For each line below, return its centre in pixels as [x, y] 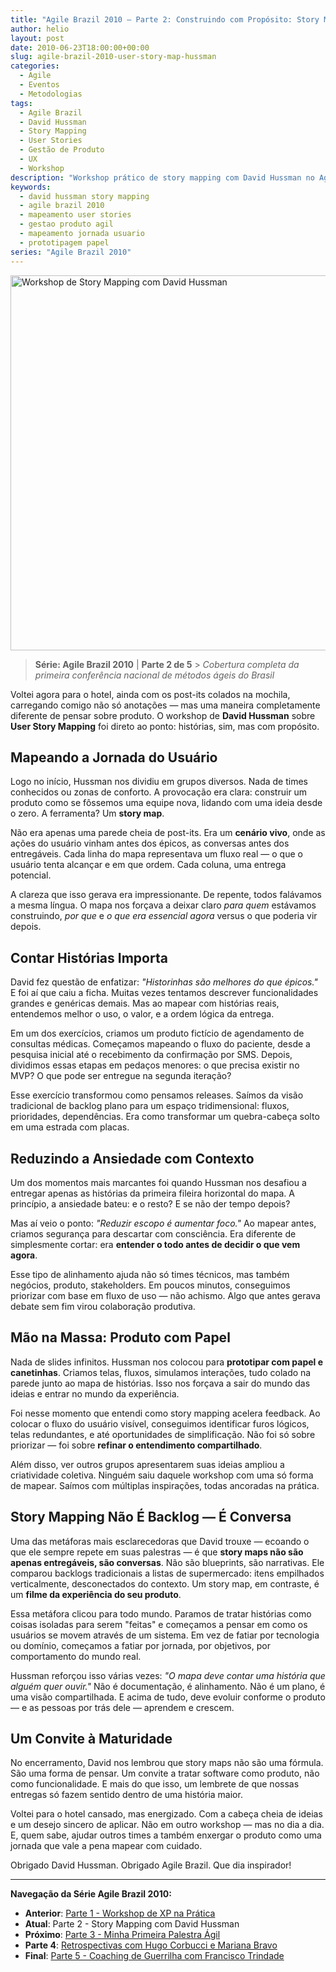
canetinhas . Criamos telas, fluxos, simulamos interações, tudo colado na [161, 1372]
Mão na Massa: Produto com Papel [120, 1337]
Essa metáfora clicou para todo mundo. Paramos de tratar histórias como [161, 1613]
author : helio [40, 29]
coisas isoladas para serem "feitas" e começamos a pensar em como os [159, 1624]
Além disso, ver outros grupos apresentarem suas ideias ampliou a [147, 1464]
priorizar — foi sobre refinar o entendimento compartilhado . [136, 1445]
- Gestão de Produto [62, 150]
